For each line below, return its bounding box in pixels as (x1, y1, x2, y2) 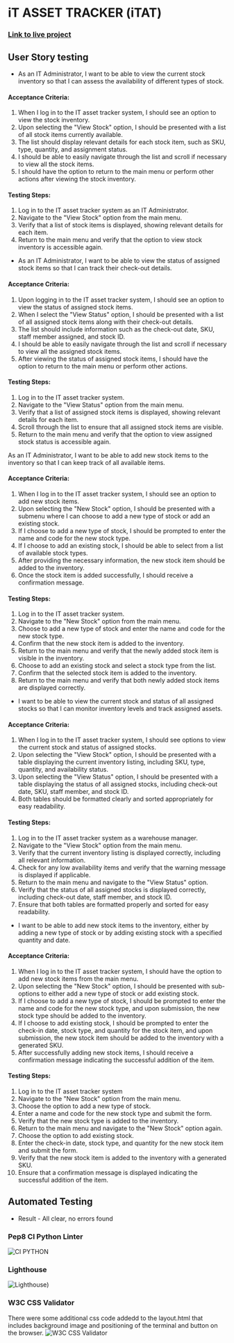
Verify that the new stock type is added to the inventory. (17, 1116, 179, 1125)
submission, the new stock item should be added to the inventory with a (17, 1034, 224, 1042)
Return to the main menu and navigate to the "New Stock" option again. (17, 1124, 223, 1132)
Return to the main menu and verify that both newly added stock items (17, 676, 219, 685)
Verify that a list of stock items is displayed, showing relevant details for (17, 221, 224, 229)
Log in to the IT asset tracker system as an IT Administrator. (17, 206, 189, 215)
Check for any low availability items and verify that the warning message (17, 863, 226, 872)
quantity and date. (17, 936, 71, 944)
